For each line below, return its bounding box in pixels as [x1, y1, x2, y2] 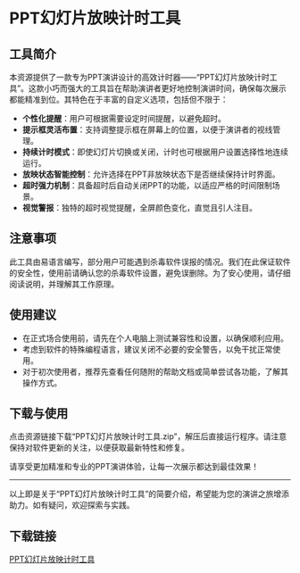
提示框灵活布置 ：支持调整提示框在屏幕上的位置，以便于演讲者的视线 [21, 124, 273, 135]
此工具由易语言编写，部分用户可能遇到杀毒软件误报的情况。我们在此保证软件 [9, 256, 291, 267]
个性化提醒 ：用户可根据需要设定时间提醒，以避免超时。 [21, 113, 226, 123]
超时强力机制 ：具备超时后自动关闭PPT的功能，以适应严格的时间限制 [21, 180, 272, 190]
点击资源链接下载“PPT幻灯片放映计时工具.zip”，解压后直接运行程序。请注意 [9, 431, 287, 442]
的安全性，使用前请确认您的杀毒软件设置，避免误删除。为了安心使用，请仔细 [9, 267, 291, 278]
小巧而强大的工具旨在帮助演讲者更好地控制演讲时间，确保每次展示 [44, 83, 287, 94]
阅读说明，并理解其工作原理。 [9, 278, 119, 289]
